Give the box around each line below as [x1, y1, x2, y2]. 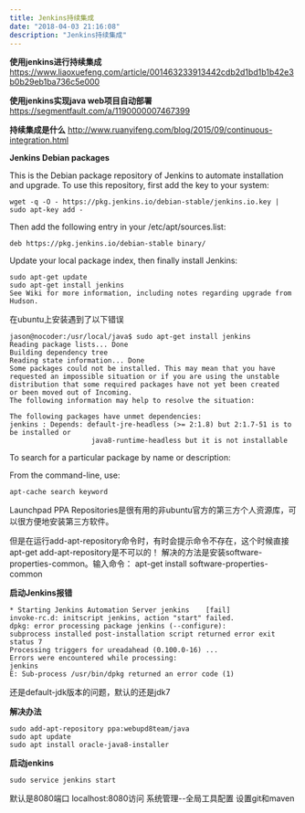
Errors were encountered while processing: [9, 654, 178, 663]
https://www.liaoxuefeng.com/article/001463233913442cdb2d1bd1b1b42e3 [9, 67, 294, 78]
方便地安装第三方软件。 [25, 516, 114, 527]
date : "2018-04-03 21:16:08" [9, 22, 121, 31]
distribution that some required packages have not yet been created [9, 380, 280, 389]
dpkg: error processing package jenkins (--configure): [9, 622, 226, 631]
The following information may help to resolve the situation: [9, 396, 256, 406]
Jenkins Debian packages [9, 153, 110, 164]
